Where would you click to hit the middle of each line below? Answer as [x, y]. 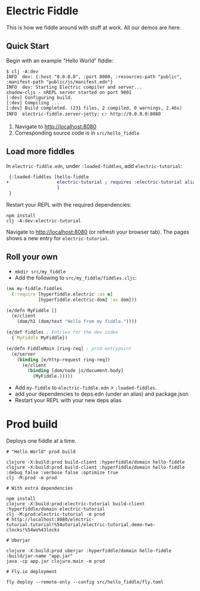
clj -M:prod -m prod [32, 478]
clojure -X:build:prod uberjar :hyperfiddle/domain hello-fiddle [89, 551]
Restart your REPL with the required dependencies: [69, 205]
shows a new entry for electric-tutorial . [58, 238]
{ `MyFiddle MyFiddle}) [40, 338]
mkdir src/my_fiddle [40, 272]
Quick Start [28, 46]
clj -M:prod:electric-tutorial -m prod [56, 514]
